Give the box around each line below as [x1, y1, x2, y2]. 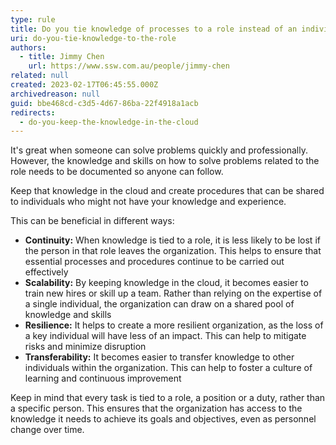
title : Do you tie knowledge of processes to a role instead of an [10, 24, 298, 34]
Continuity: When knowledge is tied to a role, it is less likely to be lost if [24, 234, 321, 246]
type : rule [10, 14, 56, 25]
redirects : [10, 107, 56, 118]
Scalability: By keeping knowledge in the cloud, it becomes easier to [24, 277, 309, 289]
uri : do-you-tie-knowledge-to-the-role [10, 33, 177, 43]
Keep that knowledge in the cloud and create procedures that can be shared [10, 185, 325, 197]
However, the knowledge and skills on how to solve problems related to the [10, 155, 320, 167]
